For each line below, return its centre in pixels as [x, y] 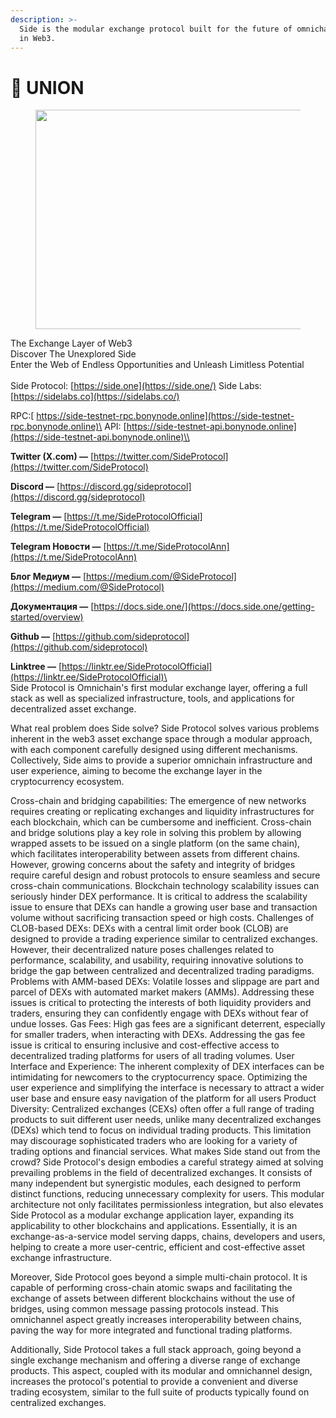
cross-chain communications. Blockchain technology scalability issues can [165, 886]
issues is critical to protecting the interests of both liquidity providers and [161, 1003]
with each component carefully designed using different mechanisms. [154, 750]
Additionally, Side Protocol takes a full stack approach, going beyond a [156, 1350]
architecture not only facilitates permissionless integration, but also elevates [167, 1205]
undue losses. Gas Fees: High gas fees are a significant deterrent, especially [168, 1024]
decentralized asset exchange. [73, 709]
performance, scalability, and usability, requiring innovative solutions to [157, 960]
